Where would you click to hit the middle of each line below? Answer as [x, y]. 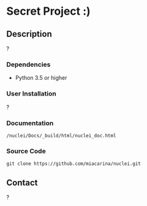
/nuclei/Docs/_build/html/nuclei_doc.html [61, 135]
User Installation [31, 94]
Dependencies [28, 64]
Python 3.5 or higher [41, 78]
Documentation [30, 123]
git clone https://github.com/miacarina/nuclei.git [73, 164]
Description [29, 34]
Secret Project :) [48, 11]
